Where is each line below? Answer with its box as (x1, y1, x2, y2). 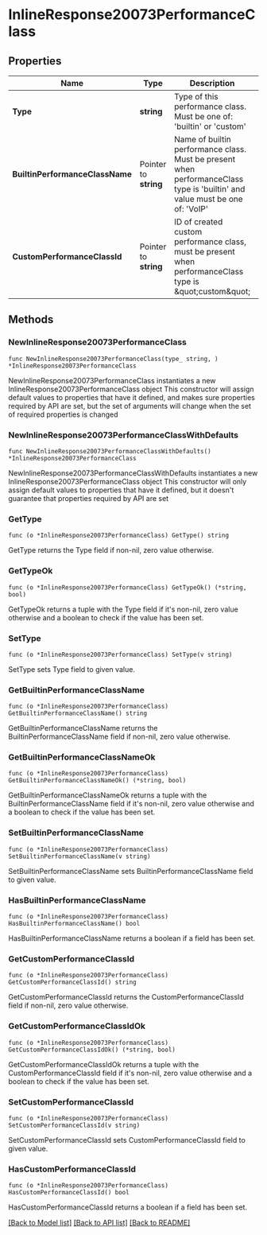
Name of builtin (173, 134, 232, 145)
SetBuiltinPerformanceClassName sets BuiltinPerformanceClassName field (8, 866, 253, 876)
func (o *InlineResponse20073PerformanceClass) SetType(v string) (8, 651, 233, 658)
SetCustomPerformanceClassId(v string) (8, 1121, 141, 1129)
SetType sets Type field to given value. (8, 664, 135, 674)
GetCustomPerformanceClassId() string (8, 978, 137, 987)
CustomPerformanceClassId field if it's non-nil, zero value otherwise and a (8, 1068, 253, 1078)
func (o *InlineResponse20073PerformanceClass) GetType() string (8, 531, 229, 540)
